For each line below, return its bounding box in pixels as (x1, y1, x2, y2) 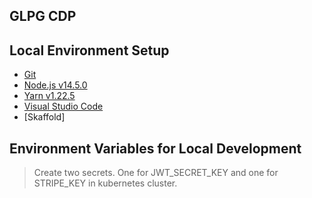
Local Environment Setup (9, 42, 170, 59)
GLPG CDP (9, 8, 77, 25)
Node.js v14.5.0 (23, 79, 88, 91)
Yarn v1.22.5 (23, 90, 76, 102)
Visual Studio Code (23, 100, 104, 113)
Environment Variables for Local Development (9, 140, 302, 157)
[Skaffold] (23, 111, 66, 123)
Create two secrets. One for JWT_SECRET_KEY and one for (33, 167, 279, 179)
